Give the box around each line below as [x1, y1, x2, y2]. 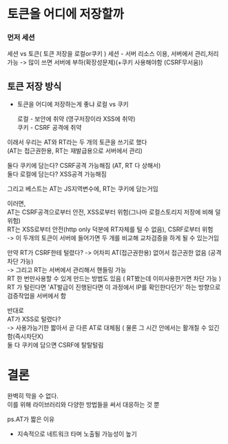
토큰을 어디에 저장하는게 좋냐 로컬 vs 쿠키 [17, 100, 129, 108]
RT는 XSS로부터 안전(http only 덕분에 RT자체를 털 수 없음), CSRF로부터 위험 [7, 225, 214, 233]
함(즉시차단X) [7, 332, 44, 340]
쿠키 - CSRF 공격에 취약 [17, 124, 82, 132]
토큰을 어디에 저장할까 [7, 6, 124, 22]
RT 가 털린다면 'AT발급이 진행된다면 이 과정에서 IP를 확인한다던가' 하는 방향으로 [7, 283, 221, 291]
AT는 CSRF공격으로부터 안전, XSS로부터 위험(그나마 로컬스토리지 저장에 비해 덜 [7, 208, 221, 216]
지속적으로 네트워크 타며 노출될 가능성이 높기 [17, 429, 138, 438]
